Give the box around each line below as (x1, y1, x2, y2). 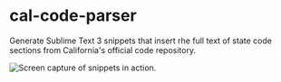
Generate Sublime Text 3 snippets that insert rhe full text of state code (9, 35, 272, 46)
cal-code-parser (9, 5, 138, 26)
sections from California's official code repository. (9, 44, 197, 55)
